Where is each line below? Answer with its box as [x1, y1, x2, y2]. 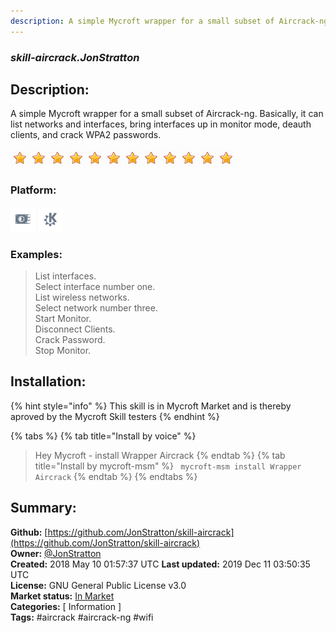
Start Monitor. [34, 312, 92, 324]
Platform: [10, 183, 57, 197]
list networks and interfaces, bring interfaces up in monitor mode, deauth [10, 118, 312, 130]
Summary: [10, 500, 77, 517]
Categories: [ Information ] [10, 600, 122, 612]
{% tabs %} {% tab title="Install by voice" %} [10, 430, 197, 442]
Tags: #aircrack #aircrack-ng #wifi [10, 611, 154, 623]
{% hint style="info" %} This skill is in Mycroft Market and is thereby [10, 400, 292, 412]
